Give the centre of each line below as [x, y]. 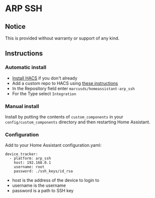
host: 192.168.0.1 [32, 163]
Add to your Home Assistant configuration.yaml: [53, 145]
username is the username [39, 185]
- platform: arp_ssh [30, 158]
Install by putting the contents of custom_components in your [64, 117]
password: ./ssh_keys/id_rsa [43, 171]
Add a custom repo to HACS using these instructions [65, 83]
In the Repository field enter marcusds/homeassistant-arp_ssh [73, 88]
